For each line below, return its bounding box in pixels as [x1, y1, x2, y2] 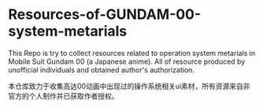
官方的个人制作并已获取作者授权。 [8, 91, 119, 100]
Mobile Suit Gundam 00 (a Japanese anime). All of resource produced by [8, 57, 246, 66]
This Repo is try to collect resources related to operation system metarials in [8, 48, 256, 58]
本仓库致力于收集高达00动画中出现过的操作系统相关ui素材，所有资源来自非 [8, 81, 250, 91]
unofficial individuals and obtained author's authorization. [8, 65, 195, 74]
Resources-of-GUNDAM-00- [8, 6, 202, 24]
